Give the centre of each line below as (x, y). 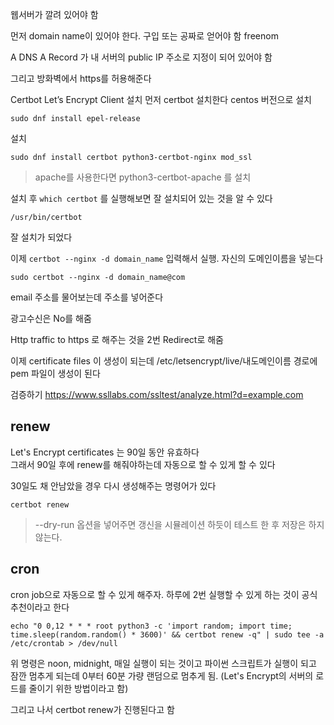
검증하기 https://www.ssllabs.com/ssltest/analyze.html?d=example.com (157, 394)
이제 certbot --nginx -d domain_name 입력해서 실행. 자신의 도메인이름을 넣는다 (167, 258)
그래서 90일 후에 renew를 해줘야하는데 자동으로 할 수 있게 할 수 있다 (143, 464)
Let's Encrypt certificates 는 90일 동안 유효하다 (105, 452)
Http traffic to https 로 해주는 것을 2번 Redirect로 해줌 (117, 339)
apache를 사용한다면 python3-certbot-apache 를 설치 (143, 177)
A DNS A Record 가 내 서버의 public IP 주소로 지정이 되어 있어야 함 (141, 57)
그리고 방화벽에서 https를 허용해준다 (81, 78)
